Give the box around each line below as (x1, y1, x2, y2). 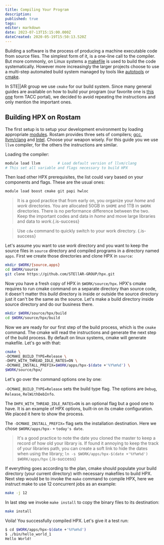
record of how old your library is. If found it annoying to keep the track (17, 440, 159, 446)
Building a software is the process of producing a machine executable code (5, 47, 158, 54)
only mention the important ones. (5, 99, 72, 105)
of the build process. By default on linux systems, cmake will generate (5, 334, 146, 340)
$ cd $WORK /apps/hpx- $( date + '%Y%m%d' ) (5, 527, 87, 532)
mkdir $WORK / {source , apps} (5, 262, 60, 267)
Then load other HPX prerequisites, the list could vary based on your (5, 174, 143, 180)
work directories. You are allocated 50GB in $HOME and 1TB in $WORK (17, 203, 151, 209)
